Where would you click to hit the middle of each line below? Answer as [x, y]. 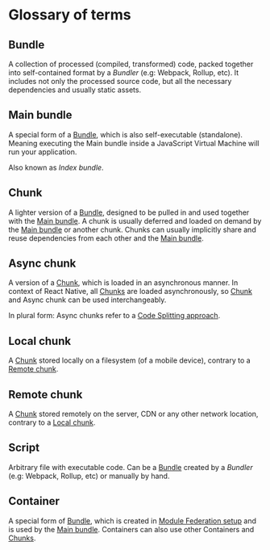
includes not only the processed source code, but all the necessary [120, 81]
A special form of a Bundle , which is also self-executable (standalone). [126, 134]
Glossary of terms [70, 15]
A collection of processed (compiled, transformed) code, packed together [131, 64]
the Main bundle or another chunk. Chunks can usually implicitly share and [132, 229]
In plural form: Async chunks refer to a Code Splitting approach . [114, 316]
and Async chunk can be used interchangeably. [87, 300]
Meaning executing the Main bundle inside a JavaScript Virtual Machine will [134, 143]
